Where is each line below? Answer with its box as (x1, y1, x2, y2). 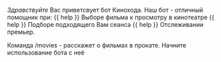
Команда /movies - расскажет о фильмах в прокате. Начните (7, 41, 187, 49)
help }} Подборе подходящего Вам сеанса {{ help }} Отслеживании (7, 21, 204, 28)
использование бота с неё (7, 48, 84, 56)
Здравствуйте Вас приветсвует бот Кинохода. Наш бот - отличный (7, 6, 204, 14)
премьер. (7, 28, 36, 36)
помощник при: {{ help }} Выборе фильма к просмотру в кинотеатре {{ (7, 13, 215, 21)
